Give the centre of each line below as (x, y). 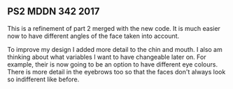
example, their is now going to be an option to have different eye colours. (113, 64)
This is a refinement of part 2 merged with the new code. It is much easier (114, 28)
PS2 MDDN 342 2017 (54, 12)
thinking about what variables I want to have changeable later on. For (107, 57)
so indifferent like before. (43, 79)
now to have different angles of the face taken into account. (93, 36)
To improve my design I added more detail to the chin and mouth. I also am (115, 49)
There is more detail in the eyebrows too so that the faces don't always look (116, 71)
